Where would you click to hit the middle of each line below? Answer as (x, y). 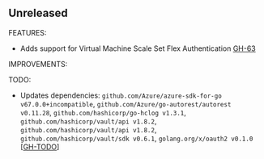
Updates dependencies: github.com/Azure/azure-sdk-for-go (121, 95)
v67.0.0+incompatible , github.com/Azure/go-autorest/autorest (126, 103)
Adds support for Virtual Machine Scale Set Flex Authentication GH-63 (138, 48)
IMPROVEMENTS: (38, 64)
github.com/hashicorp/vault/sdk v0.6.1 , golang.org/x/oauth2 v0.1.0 (136, 138)
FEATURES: (28, 32)
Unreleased (38, 13)
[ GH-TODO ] (40, 146)
